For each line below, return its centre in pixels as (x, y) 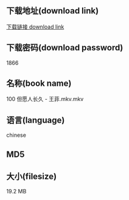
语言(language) (36, 120)
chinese (16, 135)
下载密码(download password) (65, 48)
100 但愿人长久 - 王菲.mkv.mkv (45, 99)
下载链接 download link (35, 27)
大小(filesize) (31, 177)
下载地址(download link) (53, 11)
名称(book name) (39, 84)
